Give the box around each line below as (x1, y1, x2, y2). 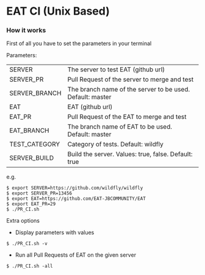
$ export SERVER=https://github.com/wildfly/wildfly (6, 185, 143, 191)
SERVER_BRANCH (9, 89, 62, 98)
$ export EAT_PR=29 (6, 201, 56, 207)
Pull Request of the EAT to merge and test (67, 113, 187, 121)
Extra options (6, 217, 40, 224)
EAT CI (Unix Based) (6, 4, 110, 18)
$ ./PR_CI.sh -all (6, 263, 53, 270)
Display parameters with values (15, 229, 95, 236)
